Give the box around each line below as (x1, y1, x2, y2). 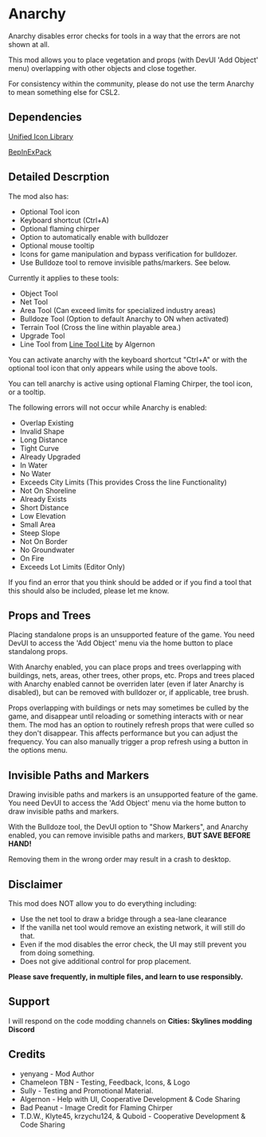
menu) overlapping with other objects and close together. (8, 63, 197, 73)
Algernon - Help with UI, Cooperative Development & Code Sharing (19, 1094, 241, 1104)
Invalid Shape (19, 426, 65, 436)
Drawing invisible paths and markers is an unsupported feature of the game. (8, 790, 259, 799)
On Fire (19, 553, 45, 563)
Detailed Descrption (8, 171, 110, 184)
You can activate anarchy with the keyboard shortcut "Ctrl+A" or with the (8, 355, 248, 364)
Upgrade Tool (19, 331, 65, 340)
